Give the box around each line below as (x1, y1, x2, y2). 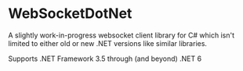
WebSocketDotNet (8, 5, 132, 23)
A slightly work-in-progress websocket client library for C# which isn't (8, 30, 235, 40)
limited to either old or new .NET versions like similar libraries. (8, 38, 208, 48)
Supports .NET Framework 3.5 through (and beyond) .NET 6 (8, 54, 202, 63)
